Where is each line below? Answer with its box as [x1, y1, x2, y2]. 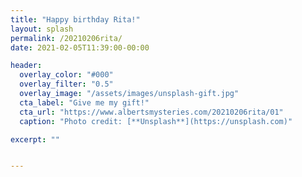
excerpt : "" [10, 134, 60, 145]
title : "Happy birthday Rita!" [10, 14, 141, 25]
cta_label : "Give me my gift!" [19, 97, 150, 108]
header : [10, 61, 43, 71]
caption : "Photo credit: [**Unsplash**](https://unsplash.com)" [19, 116, 293, 126]
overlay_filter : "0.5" [19, 79, 114, 90]
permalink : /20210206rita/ [10, 33, 123, 43]
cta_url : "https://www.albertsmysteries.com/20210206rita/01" [19, 107, 284, 117]
